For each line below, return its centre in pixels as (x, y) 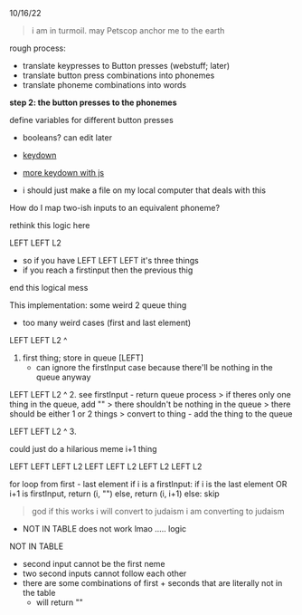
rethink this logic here (50, 225)
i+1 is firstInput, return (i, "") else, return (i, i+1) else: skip (114, 494)
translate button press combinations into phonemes (118, 75)
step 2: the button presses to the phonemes (94, 102)
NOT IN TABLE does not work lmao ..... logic (104, 529)
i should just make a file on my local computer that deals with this (144, 190)
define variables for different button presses (91, 120)
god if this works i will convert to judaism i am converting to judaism (158, 511)
